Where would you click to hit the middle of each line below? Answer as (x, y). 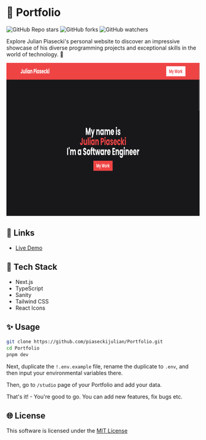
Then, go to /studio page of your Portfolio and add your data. (84, 385)
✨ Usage (23, 327)
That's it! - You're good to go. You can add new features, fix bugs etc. (94, 397)
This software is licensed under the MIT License (67, 430)
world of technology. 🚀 (35, 54)
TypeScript (29, 288)
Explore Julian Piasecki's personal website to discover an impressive (93, 41)
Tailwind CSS (32, 301)
